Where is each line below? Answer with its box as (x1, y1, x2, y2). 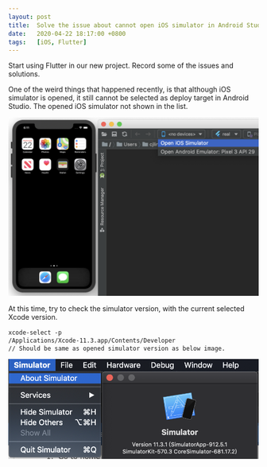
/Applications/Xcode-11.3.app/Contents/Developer (8, 337, 176, 344)
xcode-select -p (8, 329, 62, 337)
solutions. (8, 69, 41, 79)
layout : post (8, 13, 52, 21)
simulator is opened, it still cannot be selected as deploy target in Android (8, 93, 249, 103)
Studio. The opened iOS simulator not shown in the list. (8, 102, 188, 111)
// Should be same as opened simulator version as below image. (8, 344, 226, 352)
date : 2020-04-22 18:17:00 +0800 (8, 29, 126, 37)
